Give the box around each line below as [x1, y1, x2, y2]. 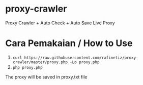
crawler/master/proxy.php [12, 59, 68, 65]
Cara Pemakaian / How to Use [5, 37, 133, 49]
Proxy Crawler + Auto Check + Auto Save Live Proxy [5, 20, 116, 26]
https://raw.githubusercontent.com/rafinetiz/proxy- [24, 55, 138, 60]
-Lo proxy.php [69, 59, 100, 65]
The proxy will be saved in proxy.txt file [5, 74, 88, 80]
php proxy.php [12, 65, 43, 70]
